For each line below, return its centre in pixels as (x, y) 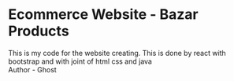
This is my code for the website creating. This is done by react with (117, 53)
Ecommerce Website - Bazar (103, 15)
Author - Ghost (32, 69)
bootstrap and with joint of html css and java (80, 61)
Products (39, 31)
